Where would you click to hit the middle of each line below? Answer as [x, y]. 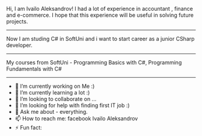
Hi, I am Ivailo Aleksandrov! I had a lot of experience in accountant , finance [100, 9]
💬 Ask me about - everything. [51, 112]
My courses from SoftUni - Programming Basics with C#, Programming [94, 62]
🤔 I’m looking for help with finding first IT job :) [72, 105]
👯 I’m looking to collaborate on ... [56, 99]
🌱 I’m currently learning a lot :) [52, 92]
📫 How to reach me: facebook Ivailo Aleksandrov [76, 119]
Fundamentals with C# [34, 69]
